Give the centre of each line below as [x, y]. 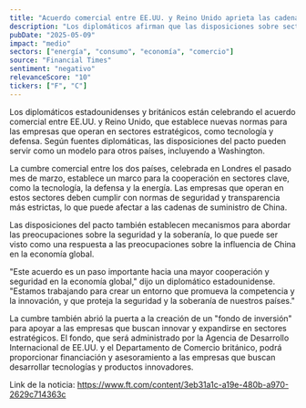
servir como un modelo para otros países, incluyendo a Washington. [138, 151]
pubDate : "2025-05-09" [52, 35]
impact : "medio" [40, 43]
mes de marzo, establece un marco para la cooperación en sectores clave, [149, 178]
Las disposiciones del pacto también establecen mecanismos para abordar [150, 225]
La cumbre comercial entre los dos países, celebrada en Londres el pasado [150, 168]
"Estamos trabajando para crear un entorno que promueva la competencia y [152, 291]
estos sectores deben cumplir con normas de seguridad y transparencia [145, 197]
